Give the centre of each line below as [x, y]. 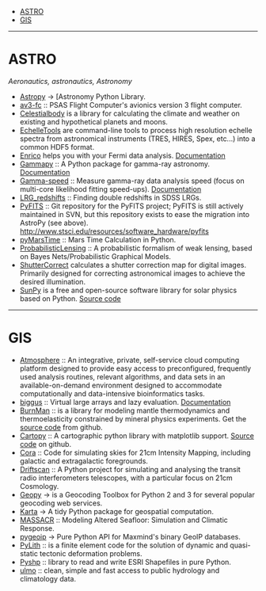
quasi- [240, 545]
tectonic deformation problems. [91, 553]
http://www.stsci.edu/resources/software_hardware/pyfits [114, 231]
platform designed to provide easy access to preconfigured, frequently [135, 368]
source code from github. [61, 427]
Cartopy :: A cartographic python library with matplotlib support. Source [137, 436]
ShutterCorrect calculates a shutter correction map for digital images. [133, 265]
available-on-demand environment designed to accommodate [121, 385]
